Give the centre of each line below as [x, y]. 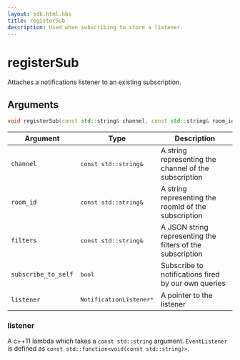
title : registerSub [36, 21]
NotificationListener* [117, 299]
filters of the [181, 245]
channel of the [185, 168]
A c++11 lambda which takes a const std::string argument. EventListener [117, 341]
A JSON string [184, 227]
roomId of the [183, 206]
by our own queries [193, 283]
